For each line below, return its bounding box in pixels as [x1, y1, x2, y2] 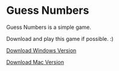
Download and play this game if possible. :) [6, 35, 114, 42]
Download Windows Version [6, 46, 77, 54]
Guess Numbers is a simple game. [6, 23, 92, 31]
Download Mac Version [6, 58, 65, 66]
